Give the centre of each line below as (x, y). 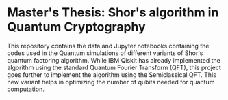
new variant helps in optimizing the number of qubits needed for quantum (111, 82)
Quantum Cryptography (76, 27)
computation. (26, 89)
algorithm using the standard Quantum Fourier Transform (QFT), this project (114, 67)
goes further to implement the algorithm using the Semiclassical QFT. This (112, 74)
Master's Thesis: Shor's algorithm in (113, 13)
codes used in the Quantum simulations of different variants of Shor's (105, 53)
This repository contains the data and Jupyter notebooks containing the (108, 46)
